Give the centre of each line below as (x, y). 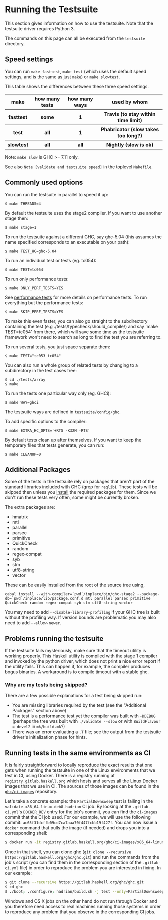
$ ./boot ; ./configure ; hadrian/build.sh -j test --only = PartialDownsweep (85, 891)
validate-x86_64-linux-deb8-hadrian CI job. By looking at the (68, 807)
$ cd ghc (14, 887)
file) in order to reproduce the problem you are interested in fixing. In (90, 868)
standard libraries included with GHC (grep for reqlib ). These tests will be (81, 487)
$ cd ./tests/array (25, 379)
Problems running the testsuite (54, 639)
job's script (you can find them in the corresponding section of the (73, 863)
